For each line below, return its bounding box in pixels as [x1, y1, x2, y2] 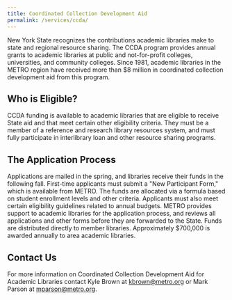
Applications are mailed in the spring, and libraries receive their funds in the [7, 172, 224, 181]
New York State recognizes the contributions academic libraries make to [7, 35, 214, 44]
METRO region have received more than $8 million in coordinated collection [7, 65, 224, 74]
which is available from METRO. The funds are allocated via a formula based [7, 187, 226, 196]
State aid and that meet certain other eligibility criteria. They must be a [7, 119, 209, 127]
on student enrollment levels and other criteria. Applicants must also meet [7, 194, 219, 203]
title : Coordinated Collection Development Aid [7, 10, 148, 17]
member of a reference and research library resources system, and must [7, 126, 215, 134]
